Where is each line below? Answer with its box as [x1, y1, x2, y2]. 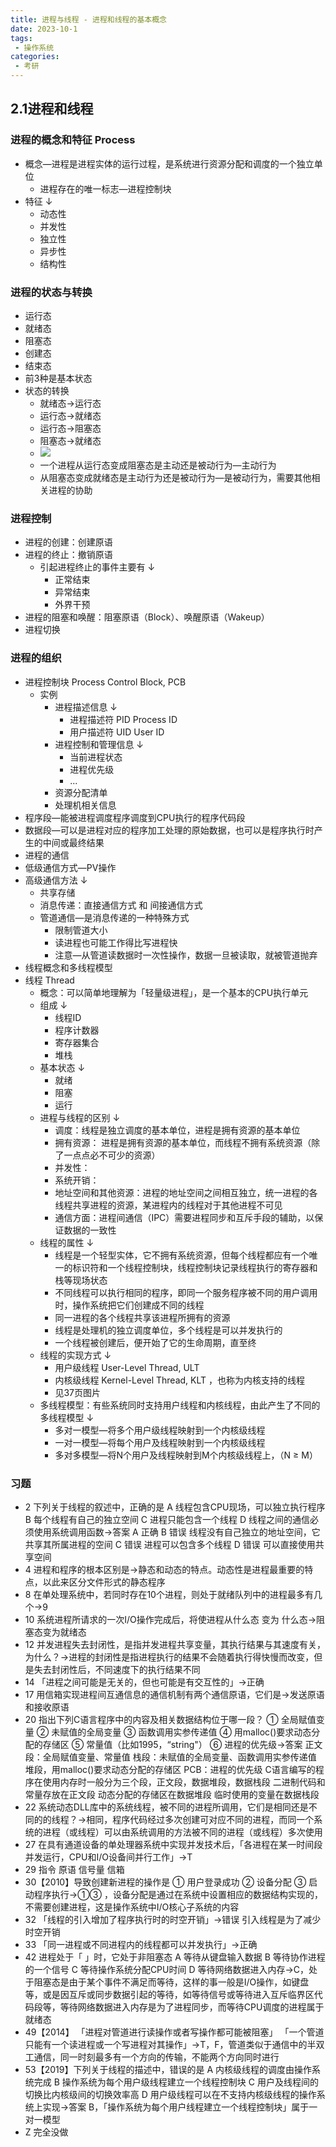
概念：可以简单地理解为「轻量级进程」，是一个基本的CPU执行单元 [39, 986, 309, 998]
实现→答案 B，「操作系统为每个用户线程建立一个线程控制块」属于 [42, 2101, 310, 2113]
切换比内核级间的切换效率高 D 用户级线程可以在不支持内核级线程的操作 [24, 2088, 317, 2100]
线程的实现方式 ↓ [39, 1349, 112, 1361]
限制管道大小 [54, 924, 108, 936]
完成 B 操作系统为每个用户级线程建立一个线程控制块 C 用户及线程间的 [33, 2076, 319, 2088]
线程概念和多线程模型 [24, 961, 113, 973]
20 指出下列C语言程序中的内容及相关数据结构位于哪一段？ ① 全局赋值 [24, 1713, 317, 1725]
